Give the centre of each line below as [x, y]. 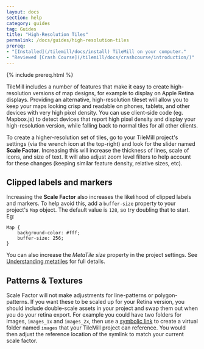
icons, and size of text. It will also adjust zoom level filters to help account [99, 157]
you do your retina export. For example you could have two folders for [94, 315]
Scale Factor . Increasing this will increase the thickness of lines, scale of [98, 150]
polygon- [166, 295]
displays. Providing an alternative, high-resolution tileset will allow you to [97, 99]
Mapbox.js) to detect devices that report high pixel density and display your [101, 119]
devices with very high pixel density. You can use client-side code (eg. [95, 112]
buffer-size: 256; [40, 239]
